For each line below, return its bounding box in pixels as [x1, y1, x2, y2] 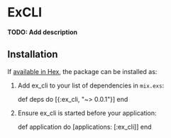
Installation [7, 48, 58, 60]
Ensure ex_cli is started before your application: [17, 108, 158, 117]
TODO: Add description [7, 28, 78, 36]
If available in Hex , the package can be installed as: [7, 67, 158, 75]
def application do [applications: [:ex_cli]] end [17, 122, 152, 131]
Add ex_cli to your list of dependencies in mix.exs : [17, 81, 165, 90]
